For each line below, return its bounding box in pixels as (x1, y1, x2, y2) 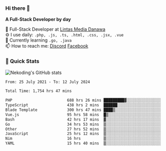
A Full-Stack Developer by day (5, 16, 72, 23)
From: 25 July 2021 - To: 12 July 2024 (5, 79, 90, 84)
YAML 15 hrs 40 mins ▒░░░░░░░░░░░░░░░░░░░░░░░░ (5, 141, 161, 146)
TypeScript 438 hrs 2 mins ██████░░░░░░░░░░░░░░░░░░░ (5, 103, 161, 108)
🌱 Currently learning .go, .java (5, 37, 72, 43)
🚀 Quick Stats (5, 58, 40, 65)
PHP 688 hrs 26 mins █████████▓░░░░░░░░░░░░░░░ (5, 98, 161, 103)
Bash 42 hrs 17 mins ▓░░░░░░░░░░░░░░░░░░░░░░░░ (5, 117, 161, 122)
